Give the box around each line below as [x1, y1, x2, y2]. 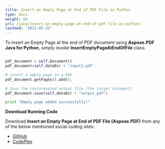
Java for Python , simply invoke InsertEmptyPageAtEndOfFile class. [5, 45, 146, 51]
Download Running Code [5, 109, 58, 115]
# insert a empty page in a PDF [5, 72, 72, 77]
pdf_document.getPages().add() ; [5, 77, 72, 82]
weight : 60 [5, 16, 28, 21]
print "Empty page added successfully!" [5, 100, 91, 105]
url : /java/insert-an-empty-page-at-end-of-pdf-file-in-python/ [5, 21, 142, 26]
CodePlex [12, 139, 32, 145]
